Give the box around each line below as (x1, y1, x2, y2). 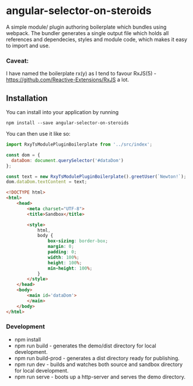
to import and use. (6, 42, 50, 49)
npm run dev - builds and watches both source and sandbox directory (14, 361, 183, 368)
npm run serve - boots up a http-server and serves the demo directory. (14, 373, 185, 380)
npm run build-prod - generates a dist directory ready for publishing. (14, 354, 180, 361)
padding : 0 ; (47, 249, 77, 255)
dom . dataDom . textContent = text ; (6, 179, 87, 185)
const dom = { (6, 152, 41, 158)
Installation (6, 93, 48, 103)
